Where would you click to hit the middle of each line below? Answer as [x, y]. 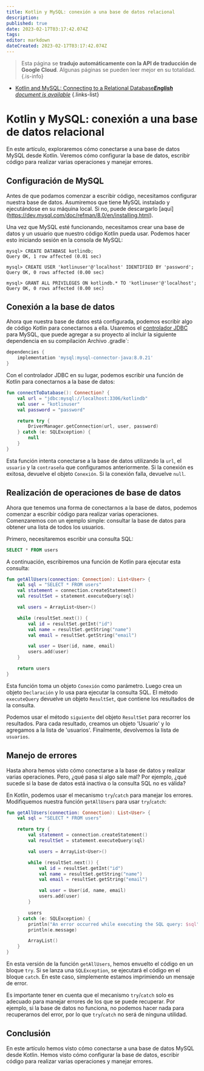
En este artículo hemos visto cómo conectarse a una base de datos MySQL [100, 1048]
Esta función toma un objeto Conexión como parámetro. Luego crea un [94, 685]
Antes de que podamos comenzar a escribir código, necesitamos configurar [102, 196]
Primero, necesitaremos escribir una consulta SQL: [70, 539]
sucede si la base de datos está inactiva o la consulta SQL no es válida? [96, 783]
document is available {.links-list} [57, 94]
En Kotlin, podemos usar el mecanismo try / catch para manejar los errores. [100, 795]
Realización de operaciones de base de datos [93, 493]
